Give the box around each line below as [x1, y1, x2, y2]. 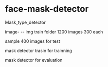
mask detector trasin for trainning [5, 48, 72, 53]
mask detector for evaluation [5, 57, 63, 63]
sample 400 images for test [5, 38, 60, 44]
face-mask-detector [5, 3, 89, 15]
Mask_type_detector [5, 19, 46, 25]
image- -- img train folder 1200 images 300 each [5, 29, 103, 34]
